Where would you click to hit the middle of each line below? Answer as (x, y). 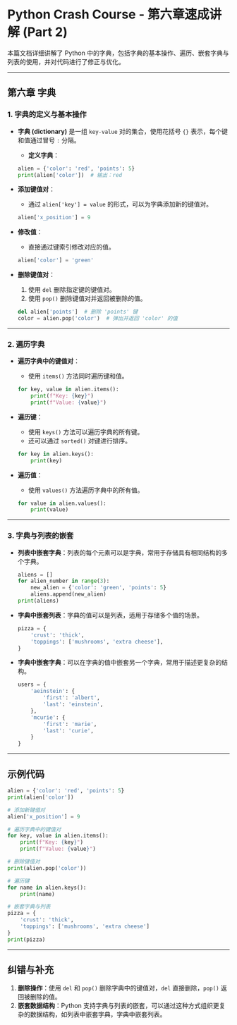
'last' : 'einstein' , (73, 705)
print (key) (47, 460)
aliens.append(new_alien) (69, 594)
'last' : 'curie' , (68, 730)
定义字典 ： (44, 155)
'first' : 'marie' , (70, 724)
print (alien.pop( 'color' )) (47, 868)
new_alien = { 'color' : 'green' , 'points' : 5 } (99, 588)
